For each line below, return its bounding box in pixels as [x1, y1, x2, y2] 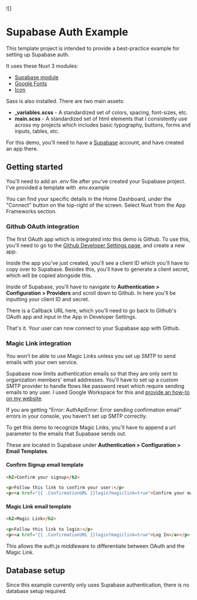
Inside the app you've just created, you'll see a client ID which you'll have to [6, 260, 189, 267]
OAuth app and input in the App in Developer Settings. [6, 313, 137, 321]
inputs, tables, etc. [14, 127, 60, 134]
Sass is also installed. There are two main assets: [6, 97, 125, 104]
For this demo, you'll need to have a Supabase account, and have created [6, 139, 184, 146]
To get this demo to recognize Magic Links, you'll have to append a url [6, 424, 176, 431]
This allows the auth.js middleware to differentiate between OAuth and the [6, 543, 185, 550]
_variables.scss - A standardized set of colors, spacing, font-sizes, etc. [14, 108, 188, 116]
